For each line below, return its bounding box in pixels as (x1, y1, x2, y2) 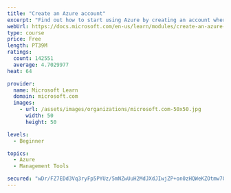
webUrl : (7, 23, 30, 30)
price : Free (7, 36, 41, 43)
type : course (7, 29, 45, 37)
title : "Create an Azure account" (7, 10, 107, 17)
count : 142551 (13, 55, 54, 62)
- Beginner (13, 137, 45, 145)
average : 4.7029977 (13, 61, 69, 68)
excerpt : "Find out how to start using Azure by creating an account (7, 17, 211, 23)
